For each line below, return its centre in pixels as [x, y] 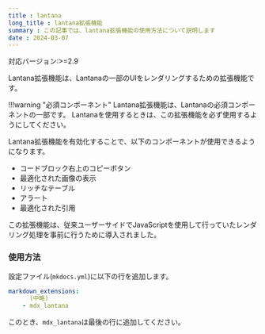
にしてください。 [43, 125]
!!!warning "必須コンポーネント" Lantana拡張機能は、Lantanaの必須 [118, 105]
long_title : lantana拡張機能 [55, 23]
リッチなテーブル [47, 188]
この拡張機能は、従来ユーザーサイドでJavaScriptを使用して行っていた [122, 225]
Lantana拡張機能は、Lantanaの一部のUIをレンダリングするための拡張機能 [128, 78]
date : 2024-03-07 [38, 38]
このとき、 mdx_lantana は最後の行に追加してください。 [97, 322]
